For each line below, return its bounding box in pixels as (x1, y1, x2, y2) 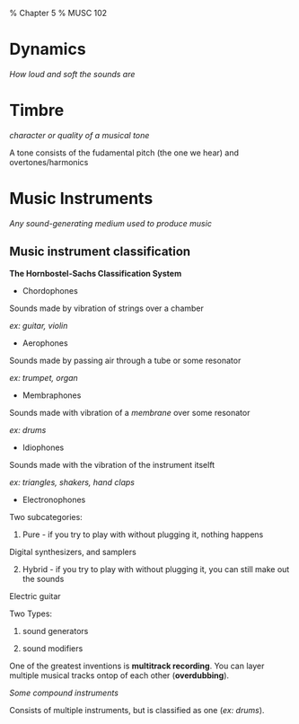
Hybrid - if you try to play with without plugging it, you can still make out (22, 563, 290, 574)
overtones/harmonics (9, 156, 89, 167)
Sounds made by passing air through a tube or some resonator (9, 355, 242, 366)
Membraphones (22, 390, 82, 401)
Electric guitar (9, 590, 61, 601)
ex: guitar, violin (9, 320, 68, 331)
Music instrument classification (9, 244, 191, 260)
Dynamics (9, 40, 87, 59)
